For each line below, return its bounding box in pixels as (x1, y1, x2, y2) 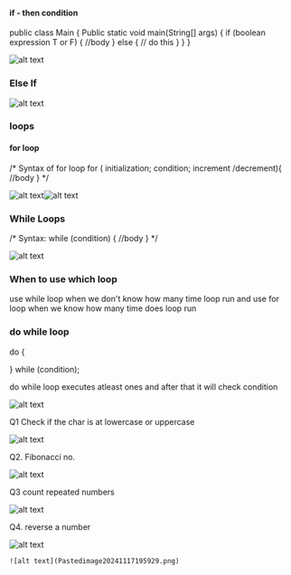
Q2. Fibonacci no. (9, 451, 75, 462)
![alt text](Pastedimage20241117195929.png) (9, 556, 180, 565)
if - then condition (9, 7, 79, 18)
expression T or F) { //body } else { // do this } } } (9, 37, 192, 48)
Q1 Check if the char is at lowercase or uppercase (9, 416, 195, 427)
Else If (9, 77, 38, 90)
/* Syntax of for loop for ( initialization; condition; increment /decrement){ (9, 163, 283, 174)
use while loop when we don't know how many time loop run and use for (9, 294, 280, 305)
